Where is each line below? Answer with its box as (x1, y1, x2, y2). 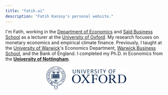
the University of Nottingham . (5, 55, 70, 62)
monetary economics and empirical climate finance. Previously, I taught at (5, 39, 162, 46)
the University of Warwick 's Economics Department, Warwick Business (5, 45, 156, 51)
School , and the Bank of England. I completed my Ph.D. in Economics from (5, 50, 163, 56)
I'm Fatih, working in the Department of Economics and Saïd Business (5, 28, 153, 34)
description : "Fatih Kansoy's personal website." (5, 13, 114, 19)
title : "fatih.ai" (5, 8, 45, 13)
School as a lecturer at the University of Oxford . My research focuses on (5, 34, 159, 40)
